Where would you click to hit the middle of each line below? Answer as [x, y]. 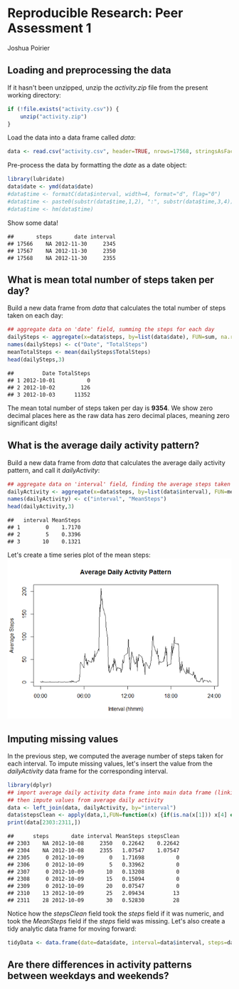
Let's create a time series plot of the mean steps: [79, 555]
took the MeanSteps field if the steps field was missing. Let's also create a [116, 921]
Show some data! [33, 223]
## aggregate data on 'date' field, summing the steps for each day [111, 330]
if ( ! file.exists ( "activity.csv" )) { [63, 109]
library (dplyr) [30, 785]
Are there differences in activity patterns [100, 965]
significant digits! [33, 423]
